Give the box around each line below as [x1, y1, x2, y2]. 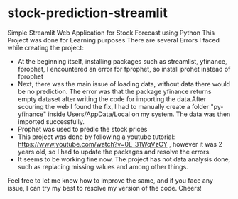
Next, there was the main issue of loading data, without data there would [17, 79, 231, 88]
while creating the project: [7, 43, 84, 52]
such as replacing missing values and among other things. [17, 162, 188, 171]
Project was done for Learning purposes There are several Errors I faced [7, 35, 220, 44]
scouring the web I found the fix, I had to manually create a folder [17, 102, 210, 110]
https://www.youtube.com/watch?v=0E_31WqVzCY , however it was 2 [17, 140, 222, 148]
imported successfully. [17, 117, 85, 125]
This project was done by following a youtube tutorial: [17, 132, 175, 141]
